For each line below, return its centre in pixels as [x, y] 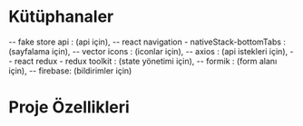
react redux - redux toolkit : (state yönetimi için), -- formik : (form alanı [146, 61]
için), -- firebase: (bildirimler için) [70, 71]
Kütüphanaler [61, 17]
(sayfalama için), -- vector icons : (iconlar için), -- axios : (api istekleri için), [148, 51]
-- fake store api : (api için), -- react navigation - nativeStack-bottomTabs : [147, 42]
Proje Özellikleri [69, 107]
